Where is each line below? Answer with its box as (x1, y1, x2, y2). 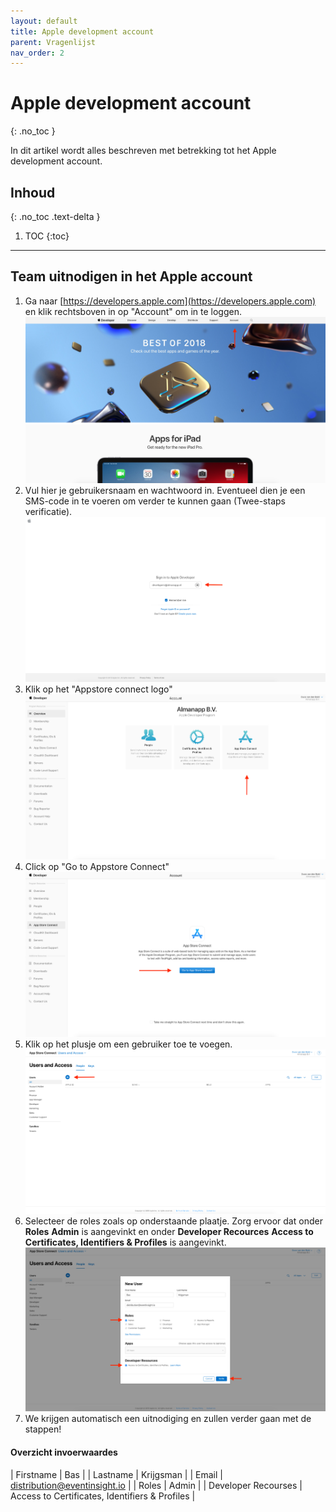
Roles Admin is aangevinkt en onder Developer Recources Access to (24, 1225, 314, 1237)
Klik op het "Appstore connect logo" (24, 683, 173, 695)
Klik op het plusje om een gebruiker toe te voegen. (24, 1038, 233, 1050)
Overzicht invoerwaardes (10, 1446, 118, 1459)
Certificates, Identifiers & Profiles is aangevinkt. (24, 1236, 227, 1248)
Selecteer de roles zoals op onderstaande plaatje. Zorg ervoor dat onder (24, 1215, 323, 1227)
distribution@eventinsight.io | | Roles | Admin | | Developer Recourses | (10, 1479, 303, 1491)
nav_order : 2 (10, 48, 65, 58)
